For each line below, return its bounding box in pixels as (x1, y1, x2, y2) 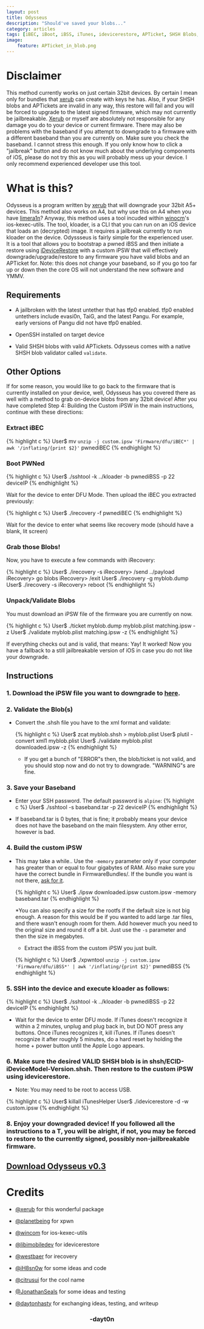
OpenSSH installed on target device (15, 330, 105, 338)
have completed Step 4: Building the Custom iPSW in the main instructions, (6, 402, 194, 409)
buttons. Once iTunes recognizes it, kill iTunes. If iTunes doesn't (15, 1029, 175, 1036)
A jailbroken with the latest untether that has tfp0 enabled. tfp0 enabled (15, 306, 194, 313)
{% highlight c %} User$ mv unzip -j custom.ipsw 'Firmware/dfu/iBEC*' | (6, 437, 195, 445)
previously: (6, 497, 35, 505)
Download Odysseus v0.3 (6, 1161, 106, 1171)
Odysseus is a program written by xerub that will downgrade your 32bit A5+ (6, 201, 196, 208)
